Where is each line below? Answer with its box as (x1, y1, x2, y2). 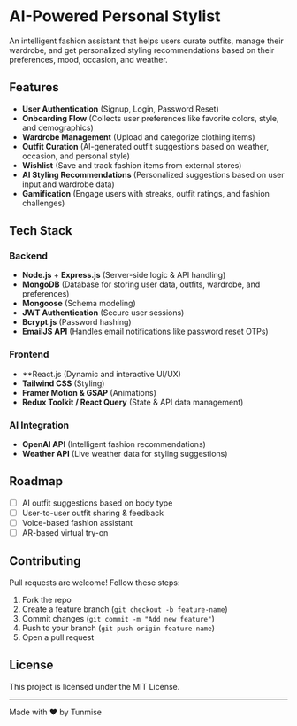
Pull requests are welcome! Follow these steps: (9, 577, 180, 588)
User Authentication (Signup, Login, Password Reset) (21, 104, 219, 114)
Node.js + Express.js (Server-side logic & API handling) (21, 270, 226, 281)
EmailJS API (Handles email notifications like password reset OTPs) (21, 326, 269, 337)
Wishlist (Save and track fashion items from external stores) (21, 159, 242, 170)
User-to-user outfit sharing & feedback (21, 507, 164, 518)
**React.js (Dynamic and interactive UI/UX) (21, 368, 181, 379)
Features (9, 80, 59, 95)
